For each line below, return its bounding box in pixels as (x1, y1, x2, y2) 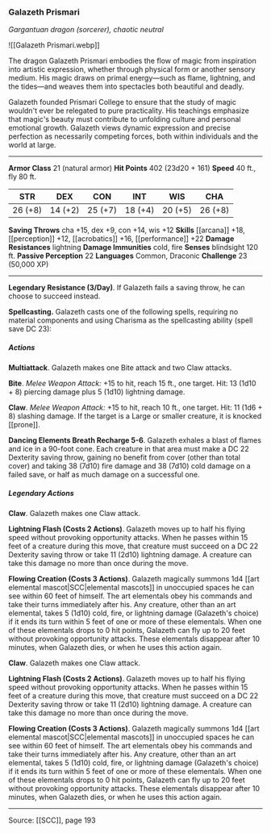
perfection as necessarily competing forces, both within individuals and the (8, 131, 259, 141)
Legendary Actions (8, 488, 74, 498)
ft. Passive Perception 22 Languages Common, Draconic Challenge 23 (8, 251, 248, 260)
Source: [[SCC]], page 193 (8, 815, 96, 825)
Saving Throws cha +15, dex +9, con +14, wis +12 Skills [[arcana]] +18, (8, 225, 246, 235)
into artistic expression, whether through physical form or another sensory (8, 65, 256, 74)
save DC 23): (8, 324, 52, 334)
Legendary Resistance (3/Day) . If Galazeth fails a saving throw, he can (8, 283, 245, 293)
